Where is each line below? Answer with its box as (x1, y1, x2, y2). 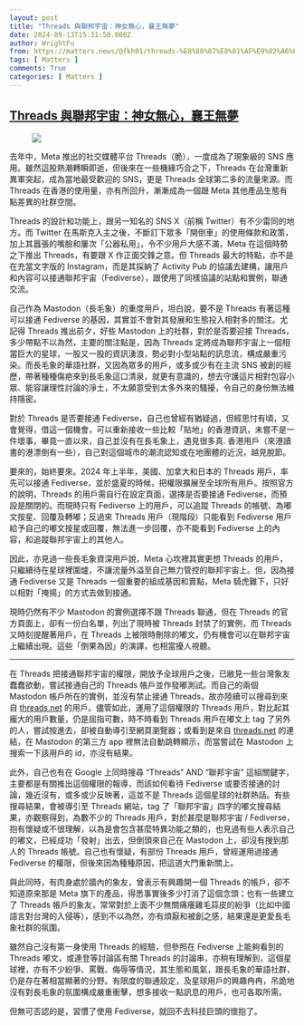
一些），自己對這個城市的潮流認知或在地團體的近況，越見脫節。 (56, 446, 291, 458)
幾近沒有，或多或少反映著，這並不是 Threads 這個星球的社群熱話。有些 (24, 789, 291, 800)
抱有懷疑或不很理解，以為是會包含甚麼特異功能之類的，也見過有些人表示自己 (9, 823, 295, 834)
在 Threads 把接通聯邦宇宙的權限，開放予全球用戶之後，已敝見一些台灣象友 (9, 668, 291, 679)
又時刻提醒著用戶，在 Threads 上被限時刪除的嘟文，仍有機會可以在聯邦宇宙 (9, 629, 291, 640)
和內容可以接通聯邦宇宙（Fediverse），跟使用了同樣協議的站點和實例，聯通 (9, 272, 288, 283)
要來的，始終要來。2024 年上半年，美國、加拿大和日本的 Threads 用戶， (9, 466, 281, 477)
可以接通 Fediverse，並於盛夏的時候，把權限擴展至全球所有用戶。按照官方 (16, 477, 294, 488)
